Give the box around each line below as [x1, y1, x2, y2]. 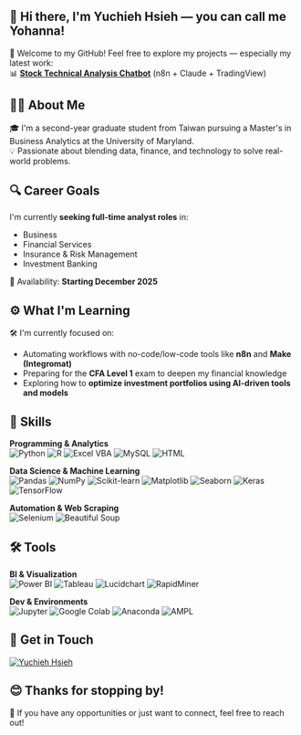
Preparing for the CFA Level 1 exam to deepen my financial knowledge [22, 368, 287, 379]
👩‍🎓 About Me [9, 98, 86, 113]
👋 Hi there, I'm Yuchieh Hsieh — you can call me [9, 9, 287, 25]
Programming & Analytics [9, 438, 109, 449]
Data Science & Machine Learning [9, 466, 140, 477]
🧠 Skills [9, 414, 52, 429]
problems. [32, 155, 71, 166]
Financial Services [22, 239, 92, 250]
